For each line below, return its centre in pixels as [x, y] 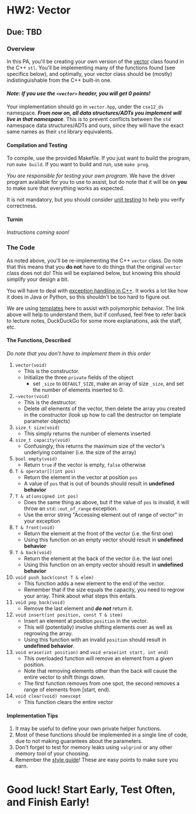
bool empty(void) [36, 459]
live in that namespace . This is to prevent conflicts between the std [89, 119]
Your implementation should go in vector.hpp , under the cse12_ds [85, 107]
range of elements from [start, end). [67, 689]
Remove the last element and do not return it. [78, 608]
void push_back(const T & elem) [54, 577]
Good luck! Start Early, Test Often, [91, 790]
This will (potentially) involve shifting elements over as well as [98, 627]
